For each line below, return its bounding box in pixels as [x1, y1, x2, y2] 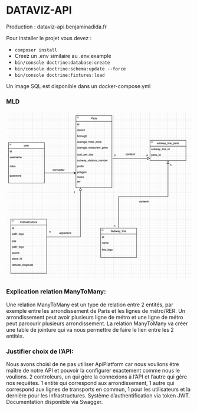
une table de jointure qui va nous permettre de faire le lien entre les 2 [6, 326, 174, 333]
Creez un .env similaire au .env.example [14, 52, 111, 59]
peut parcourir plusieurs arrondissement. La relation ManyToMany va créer [6, 320, 188, 327]
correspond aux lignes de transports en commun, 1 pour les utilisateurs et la [6, 386, 191, 393]
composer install [14, 47, 58, 53]
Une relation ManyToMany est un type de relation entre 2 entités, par [6, 301, 173, 308]
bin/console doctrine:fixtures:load [14, 72, 105, 78]
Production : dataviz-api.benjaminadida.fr [6, 23, 107, 30]
